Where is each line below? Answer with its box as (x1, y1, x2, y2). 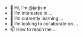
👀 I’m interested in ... (10, 10, 53, 16)
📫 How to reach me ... (10, 26, 57, 32)
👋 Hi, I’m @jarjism (10, 5, 47, 10)
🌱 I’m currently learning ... (10, 15, 64, 21)
